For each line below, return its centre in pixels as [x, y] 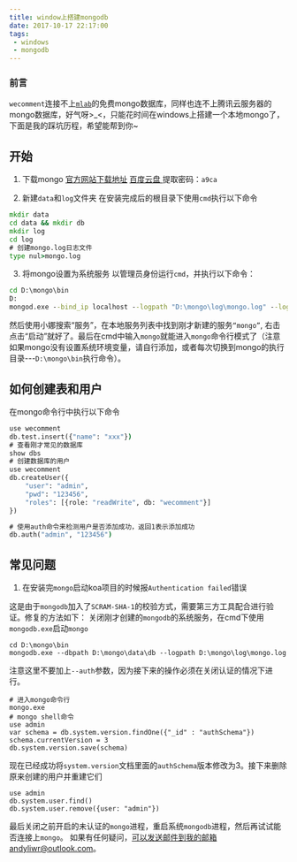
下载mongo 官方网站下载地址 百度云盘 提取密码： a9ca [120, 179]
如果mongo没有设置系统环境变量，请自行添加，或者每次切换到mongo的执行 [147, 347]
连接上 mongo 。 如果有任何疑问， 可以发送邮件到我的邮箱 [117, 837]
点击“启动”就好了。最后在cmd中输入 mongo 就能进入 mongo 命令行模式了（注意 [145, 336]
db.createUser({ [39, 478]
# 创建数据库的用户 [40, 462]
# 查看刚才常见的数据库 [46, 445]
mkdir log [27, 231]
